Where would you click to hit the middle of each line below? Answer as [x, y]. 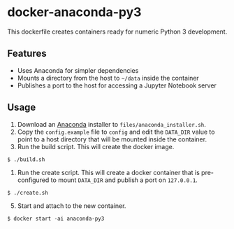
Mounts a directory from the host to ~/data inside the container [108, 78]
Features [27, 54]
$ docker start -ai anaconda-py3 [56, 218]
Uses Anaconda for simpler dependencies [78, 70]
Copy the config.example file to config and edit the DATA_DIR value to [116, 132]
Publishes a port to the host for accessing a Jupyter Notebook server [117, 85]
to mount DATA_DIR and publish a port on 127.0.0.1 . [124, 180]
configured [33, 180]
